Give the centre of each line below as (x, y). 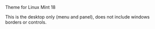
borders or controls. (26, 22)
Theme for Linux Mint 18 (30, 7)
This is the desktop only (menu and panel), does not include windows (77, 17)
